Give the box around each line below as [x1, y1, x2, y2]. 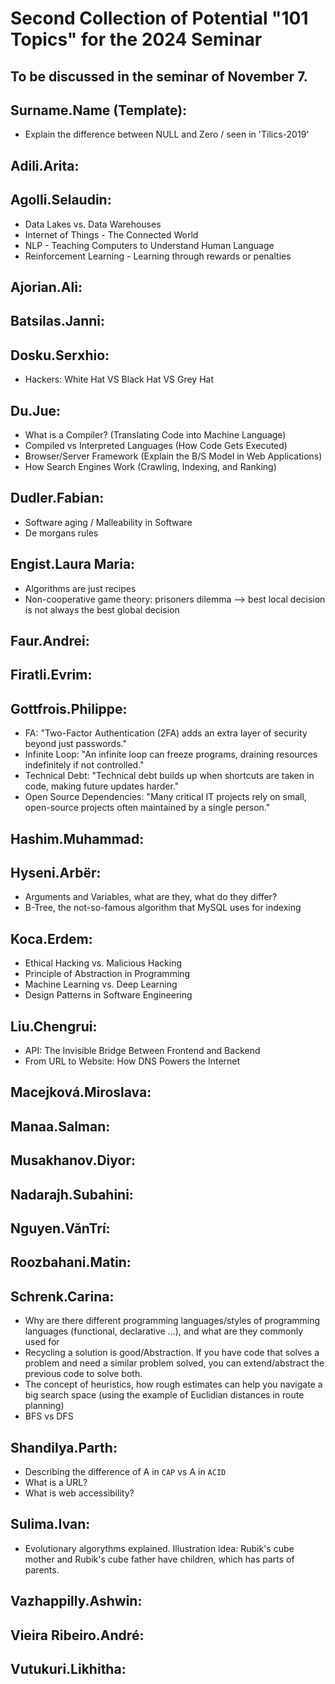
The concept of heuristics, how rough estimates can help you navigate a [24, 1378, 323, 1391]
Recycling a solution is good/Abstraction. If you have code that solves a [24, 1347, 320, 1359]
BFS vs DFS [24, 1410, 74, 1422]
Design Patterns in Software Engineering [24, 989, 193, 1001]
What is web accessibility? [24, 1487, 135, 1499]
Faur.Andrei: [10, 633, 90, 650]
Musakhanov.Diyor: [10, 1152, 136, 1169]
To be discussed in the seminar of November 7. [10, 68, 308, 85]
